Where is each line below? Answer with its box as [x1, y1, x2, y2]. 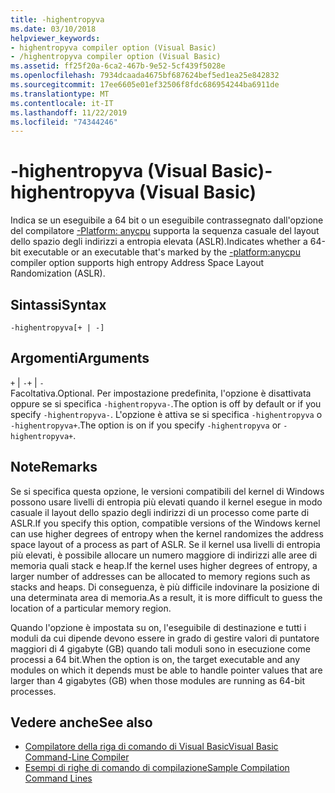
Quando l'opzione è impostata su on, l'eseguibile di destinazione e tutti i [10, 621, 307, 633]
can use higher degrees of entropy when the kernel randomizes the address [10, 527, 324, 540]
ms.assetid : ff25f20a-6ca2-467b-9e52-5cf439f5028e [10, 61, 226, 71]
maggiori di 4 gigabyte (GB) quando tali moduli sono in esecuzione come [10, 642, 311, 655]
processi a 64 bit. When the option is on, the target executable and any [10, 653, 301, 665]
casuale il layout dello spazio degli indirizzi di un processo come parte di [10, 506, 310, 518]
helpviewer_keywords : [10, 33, 101, 43]
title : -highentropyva [10, 14, 105, 25]
